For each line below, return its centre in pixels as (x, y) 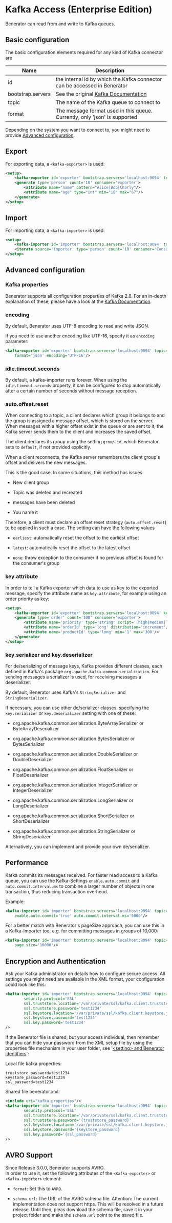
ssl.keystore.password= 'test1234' (60, 1018)
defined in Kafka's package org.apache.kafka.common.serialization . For (82, 671)
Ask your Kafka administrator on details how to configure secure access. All (85, 974)
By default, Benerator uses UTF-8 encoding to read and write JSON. (77, 326)
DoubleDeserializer (33, 759)
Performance (27, 863)
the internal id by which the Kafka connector (109, 79)
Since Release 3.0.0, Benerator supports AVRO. (55, 1167)
